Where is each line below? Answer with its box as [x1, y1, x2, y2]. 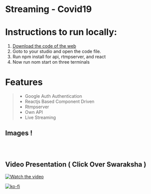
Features [5, 77, 43, 88]
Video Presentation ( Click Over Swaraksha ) [5, 160, 146, 169]
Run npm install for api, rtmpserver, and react [12, 54, 106, 60]
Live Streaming [24, 114, 56, 121]
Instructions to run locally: [5, 27, 117, 38]
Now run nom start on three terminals [12, 59, 90, 65]
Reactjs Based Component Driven [24, 99, 95, 105]
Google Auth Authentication [24, 93, 82, 99]
